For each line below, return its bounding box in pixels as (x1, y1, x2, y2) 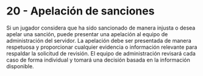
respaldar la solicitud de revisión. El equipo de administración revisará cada (6, 49, 196, 57)
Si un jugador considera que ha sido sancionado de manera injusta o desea (6, 24, 196, 31)
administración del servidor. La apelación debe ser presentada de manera (6, 37, 192, 44)
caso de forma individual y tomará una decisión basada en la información (6, 56, 190, 63)
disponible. (6, 62, 35, 70)
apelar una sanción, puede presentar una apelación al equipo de (6, 30, 168, 37)
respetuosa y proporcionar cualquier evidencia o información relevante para (6, 43, 198, 51)
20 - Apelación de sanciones (6, 4, 155, 18)
